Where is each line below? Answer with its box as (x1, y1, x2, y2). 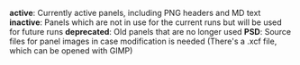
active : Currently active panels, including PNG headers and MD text (9, 8, 261, 18)
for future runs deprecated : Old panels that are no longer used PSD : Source (9, 27, 292, 37)
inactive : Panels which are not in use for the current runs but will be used (9, 17, 282, 28)
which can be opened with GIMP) (9, 45, 133, 56)
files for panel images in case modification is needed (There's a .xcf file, (9, 36, 277, 46)
